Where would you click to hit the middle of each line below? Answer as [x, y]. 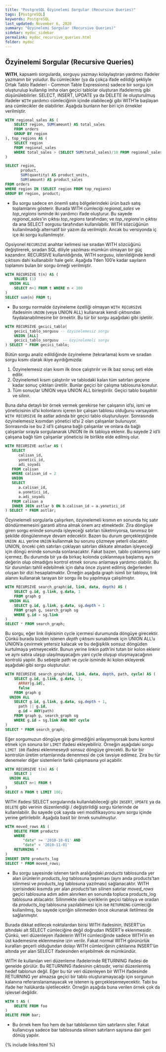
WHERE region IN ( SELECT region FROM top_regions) [58, 189]
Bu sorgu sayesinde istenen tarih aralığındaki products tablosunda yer [83, 873]
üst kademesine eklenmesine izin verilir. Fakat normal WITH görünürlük [78, 940]
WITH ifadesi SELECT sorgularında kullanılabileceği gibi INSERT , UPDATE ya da [83, 802]
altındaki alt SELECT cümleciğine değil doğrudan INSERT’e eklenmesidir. [79, 930]
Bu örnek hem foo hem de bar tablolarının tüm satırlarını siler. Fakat [81, 1025]
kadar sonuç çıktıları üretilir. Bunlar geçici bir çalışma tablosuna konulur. [85, 385]
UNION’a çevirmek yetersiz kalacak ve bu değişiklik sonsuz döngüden [76, 644]
